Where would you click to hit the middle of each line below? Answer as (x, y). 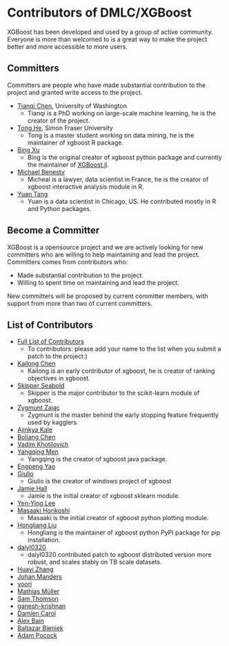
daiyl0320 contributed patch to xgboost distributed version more (119, 555)
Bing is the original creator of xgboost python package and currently (125, 157)
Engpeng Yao (36, 467)
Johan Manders (39, 577)
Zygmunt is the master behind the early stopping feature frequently (123, 415)
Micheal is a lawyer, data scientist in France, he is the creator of (118, 179)
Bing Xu (28, 149)
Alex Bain (30, 621)
